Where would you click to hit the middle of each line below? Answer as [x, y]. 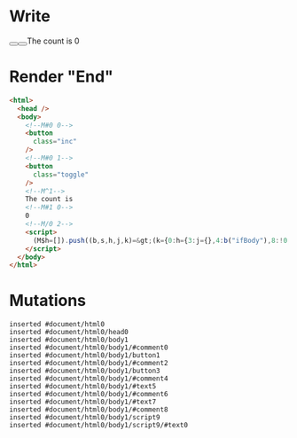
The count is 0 [53, 41]
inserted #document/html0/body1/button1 [85, 356]
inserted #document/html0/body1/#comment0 [89, 348]
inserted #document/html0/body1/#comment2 [89, 364]
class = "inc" [55, 142]
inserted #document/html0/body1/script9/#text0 [99, 426]
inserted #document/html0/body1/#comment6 [89, 395]
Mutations [48, 301]
